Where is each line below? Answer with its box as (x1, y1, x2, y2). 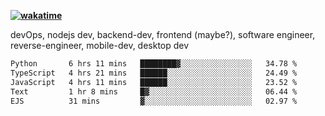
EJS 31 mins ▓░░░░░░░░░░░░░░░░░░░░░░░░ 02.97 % (10, 96, 298, 106)
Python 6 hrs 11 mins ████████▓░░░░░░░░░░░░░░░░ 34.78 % (10, 59, 298, 69)
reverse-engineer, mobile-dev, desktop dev (10, 40, 190, 51)
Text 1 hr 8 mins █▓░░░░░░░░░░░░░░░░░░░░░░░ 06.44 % (10, 86, 298, 97)
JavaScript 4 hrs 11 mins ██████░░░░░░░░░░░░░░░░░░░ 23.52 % (10, 77, 298, 87)
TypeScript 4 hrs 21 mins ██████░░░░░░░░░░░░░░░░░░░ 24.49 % (10, 68, 298, 78)
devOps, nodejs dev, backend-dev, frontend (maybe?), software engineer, (10, 29, 316, 40)
